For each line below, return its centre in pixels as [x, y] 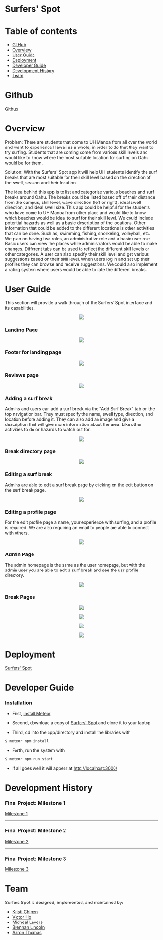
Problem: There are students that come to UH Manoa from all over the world [81, 142]
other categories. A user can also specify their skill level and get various [77, 254]
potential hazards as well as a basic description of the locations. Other [75, 223]
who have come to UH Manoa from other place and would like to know [75, 212]
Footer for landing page [33, 352]
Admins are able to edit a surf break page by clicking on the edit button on [79, 485]
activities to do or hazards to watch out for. [48, 430]
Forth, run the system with [38, 750]
